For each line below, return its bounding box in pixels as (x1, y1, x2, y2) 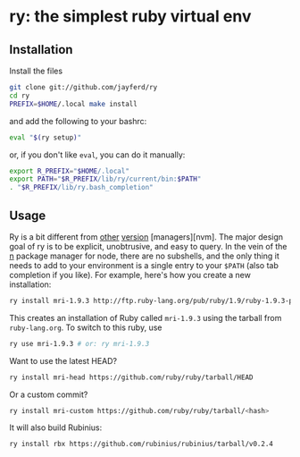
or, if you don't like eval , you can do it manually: (9, 149, 186, 160)
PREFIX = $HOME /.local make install (9, 99, 138, 108)
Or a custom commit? (9, 389, 88, 400)
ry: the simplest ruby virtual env (9, 6, 252, 27)
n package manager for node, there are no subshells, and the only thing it (9, 250, 279, 261)
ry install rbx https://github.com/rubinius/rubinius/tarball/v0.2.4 (9, 440, 274, 449)
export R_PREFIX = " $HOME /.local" (9, 166, 129, 175)
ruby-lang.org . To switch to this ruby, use (9, 322, 162, 333)
